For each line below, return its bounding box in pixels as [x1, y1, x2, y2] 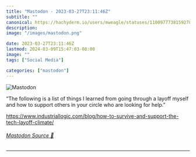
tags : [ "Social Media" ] [6, 57, 64, 63]
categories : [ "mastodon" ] [6, 68, 69, 74]
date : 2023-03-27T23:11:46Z [6, 41, 75, 47]
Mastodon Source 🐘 [6, 132, 54, 139]
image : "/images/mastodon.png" [6, 30, 82, 36]
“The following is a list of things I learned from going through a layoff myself [6, 95, 189, 102]
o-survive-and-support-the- [110, 112, 179, 120]
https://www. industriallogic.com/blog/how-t [6, 112, 111, 120]
